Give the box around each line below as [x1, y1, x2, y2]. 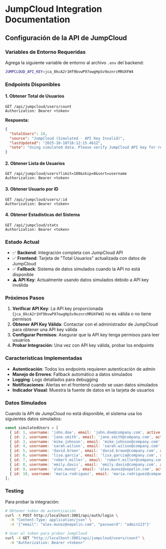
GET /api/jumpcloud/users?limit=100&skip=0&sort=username [5, 171, 127, 176]
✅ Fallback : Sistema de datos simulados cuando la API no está [12, 266, 140, 272]
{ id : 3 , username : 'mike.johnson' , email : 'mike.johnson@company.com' [9, 439, 161, 444]
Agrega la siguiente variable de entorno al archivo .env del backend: [5, 59, 144, 65]
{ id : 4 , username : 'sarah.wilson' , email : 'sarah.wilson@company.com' [9, 444, 161, 449]
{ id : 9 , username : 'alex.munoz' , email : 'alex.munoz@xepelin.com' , [9, 466, 154, 471]
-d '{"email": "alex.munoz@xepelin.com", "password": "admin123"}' [9, 522, 152, 527]
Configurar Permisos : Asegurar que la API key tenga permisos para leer [12, 332, 160, 338]
